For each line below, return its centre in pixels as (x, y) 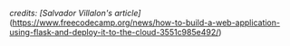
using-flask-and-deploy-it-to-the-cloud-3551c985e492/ (114, 32)
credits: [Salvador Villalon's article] (75, 13)
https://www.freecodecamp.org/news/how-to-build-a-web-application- (146, 23)
